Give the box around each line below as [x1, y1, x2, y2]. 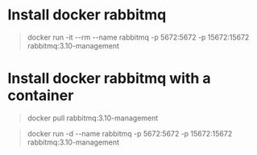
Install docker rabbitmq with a [7, 69, 211, 88]
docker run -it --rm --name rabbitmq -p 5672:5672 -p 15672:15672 [27, 32, 250, 42]
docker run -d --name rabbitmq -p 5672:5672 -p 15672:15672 [27, 128, 233, 138]
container [7, 86, 74, 105]
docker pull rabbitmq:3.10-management [27, 113, 159, 123]
